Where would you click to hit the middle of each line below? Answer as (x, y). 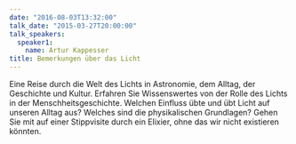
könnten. (25, 131)
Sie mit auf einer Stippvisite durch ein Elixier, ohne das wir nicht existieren (144, 122)
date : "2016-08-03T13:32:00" (63, 17)
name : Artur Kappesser (67, 51)
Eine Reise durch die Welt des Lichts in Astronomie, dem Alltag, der (132, 84)
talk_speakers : (37, 34)
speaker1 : (35, 42)
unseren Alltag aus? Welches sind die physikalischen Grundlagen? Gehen (144, 112)
